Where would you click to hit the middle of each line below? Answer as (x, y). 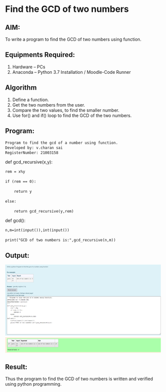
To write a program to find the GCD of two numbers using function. (73, 39)
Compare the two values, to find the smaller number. (66, 110)
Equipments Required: (40, 55)
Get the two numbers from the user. (49, 105)
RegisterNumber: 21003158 (32, 153)
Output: (17, 255)
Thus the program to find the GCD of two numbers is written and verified (79, 379)
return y (23, 192)
